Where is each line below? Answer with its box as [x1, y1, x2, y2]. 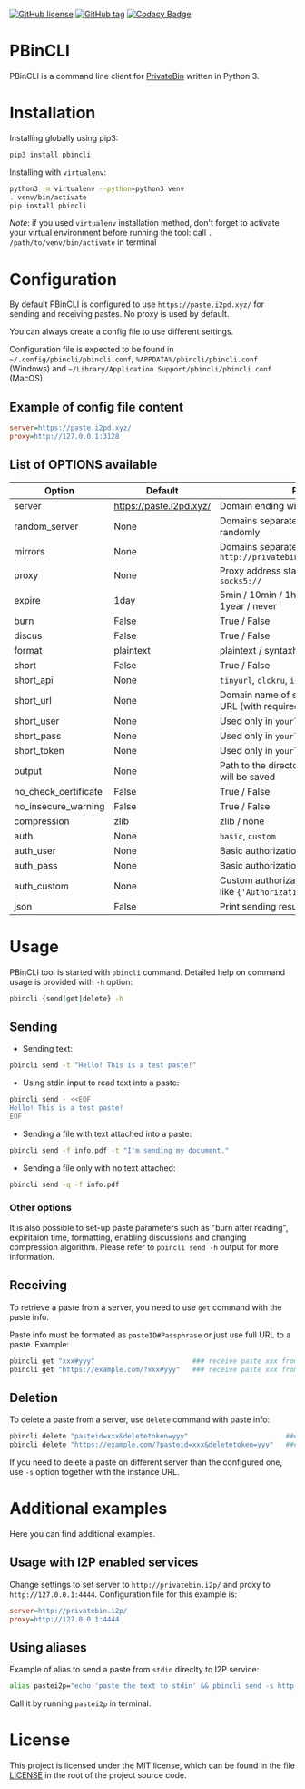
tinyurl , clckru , [219, 674, 288, 686]
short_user [14, 715, 60, 727]
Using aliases [9, 1640, 87, 1655]
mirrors [14, 544, 45, 557]
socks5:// [219, 575, 262, 586]
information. [9, 1251, 55, 1262]
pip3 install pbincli [9, 150, 92, 159]
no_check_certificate [14, 785, 103, 798]
